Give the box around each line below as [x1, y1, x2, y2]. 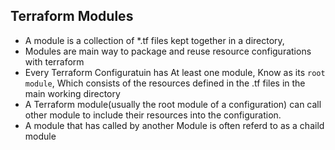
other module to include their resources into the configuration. [24, 109, 282, 121]
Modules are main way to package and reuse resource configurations [24, 45, 312, 57]
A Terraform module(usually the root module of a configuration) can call [24, 98, 322, 110]
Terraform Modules [10, 8, 134, 25]
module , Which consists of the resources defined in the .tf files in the [24, 77, 306, 89]
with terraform [24, 55, 85, 68]
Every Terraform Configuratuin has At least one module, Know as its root [24, 66, 326, 78]
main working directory [24, 87, 121, 99]
